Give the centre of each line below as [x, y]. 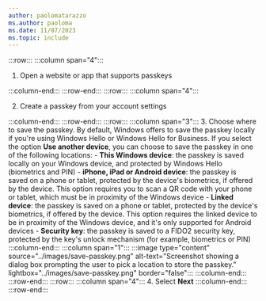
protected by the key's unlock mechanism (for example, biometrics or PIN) [129, 239]
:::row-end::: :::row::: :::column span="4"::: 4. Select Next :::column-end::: [128, 281]
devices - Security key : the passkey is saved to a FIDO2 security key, [122, 231]
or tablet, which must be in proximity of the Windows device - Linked [121, 197]
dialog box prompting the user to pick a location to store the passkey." [122, 265]
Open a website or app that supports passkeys [96, 75]
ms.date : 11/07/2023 [42, 30]
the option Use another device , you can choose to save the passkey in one [131, 147]
